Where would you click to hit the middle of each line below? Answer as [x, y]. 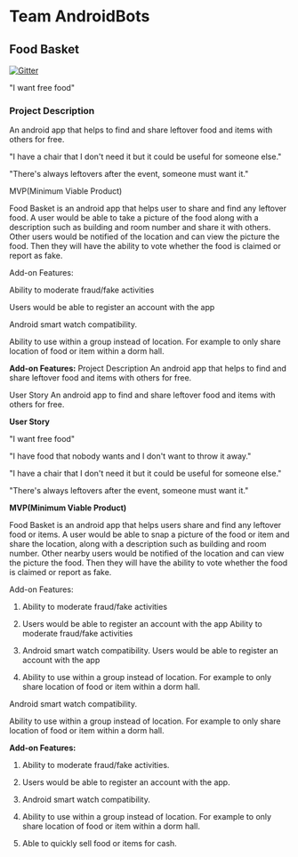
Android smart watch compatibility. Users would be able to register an [150, 651]
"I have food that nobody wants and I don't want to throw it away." [130, 456]
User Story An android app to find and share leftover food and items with [142, 395]
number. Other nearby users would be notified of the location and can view [147, 554]
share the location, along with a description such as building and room [138, 544]
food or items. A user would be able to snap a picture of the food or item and [149, 534]
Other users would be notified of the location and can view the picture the [145, 236]
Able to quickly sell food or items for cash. [100, 844]
